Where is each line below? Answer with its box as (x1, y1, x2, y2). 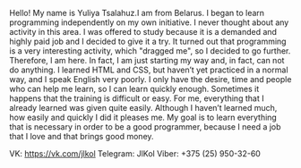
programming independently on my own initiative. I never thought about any (9, 17, 289, 28)
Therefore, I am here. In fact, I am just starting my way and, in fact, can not (9, 55, 285, 65)
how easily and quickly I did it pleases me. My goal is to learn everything (9, 112, 278, 122)
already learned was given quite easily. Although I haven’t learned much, (9, 103, 278, 113)
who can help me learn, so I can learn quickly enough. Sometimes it (9, 84, 260, 94)
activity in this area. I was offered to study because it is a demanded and (9, 27, 278, 37)
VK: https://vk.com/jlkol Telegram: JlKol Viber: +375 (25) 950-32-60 (9, 148, 262, 159)
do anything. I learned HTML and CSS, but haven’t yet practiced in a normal (9, 64, 288, 75)
